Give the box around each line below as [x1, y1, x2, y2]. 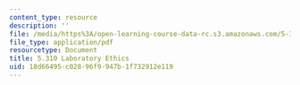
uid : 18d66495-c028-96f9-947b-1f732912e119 [9, 63, 174, 72]
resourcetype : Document [9, 46, 98, 55]
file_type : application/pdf [9, 37, 114, 47]
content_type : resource [9, 12, 98, 22]
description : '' [9, 21, 70, 30]
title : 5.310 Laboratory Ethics [9, 54, 129, 63]
